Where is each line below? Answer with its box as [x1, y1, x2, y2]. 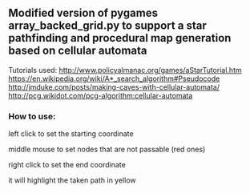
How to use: [8, 111, 56, 122]
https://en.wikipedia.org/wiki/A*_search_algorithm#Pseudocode [8, 74, 220, 83]
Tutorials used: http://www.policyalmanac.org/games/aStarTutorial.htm [8, 65, 242, 74]
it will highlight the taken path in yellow [8, 175, 136, 185]
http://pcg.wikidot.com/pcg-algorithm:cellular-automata [8, 90, 193, 100]
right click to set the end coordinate [8, 160, 126, 170]
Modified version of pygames [8, 6, 159, 20]
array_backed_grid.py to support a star [8, 19, 207, 33]
